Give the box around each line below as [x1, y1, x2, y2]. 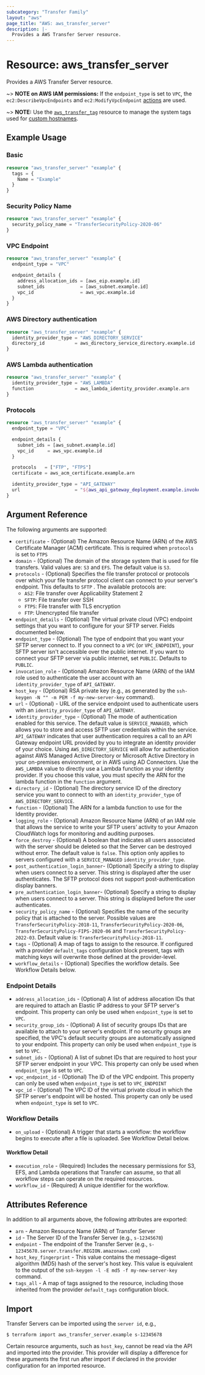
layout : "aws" [6, 15, 43, 21]
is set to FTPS [15, 551, 48, 558]
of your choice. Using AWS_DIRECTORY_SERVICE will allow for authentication [15, 745, 199, 752]
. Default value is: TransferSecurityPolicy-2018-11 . [34, 933, 164, 941]
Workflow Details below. [15, 966, 76, 974]
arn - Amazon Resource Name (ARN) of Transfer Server [15, 1228, 156, 1235]
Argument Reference [6, 510, 88, 520]
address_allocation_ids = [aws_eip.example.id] [17, 277, 140, 284]
